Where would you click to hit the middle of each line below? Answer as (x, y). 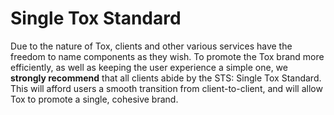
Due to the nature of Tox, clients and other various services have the (151, 46)
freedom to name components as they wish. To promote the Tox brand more (167, 56)
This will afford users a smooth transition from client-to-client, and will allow (166, 88)
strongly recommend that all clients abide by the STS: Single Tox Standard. (166, 78)
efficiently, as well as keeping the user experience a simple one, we (149, 67)
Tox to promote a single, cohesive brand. (94, 99)
